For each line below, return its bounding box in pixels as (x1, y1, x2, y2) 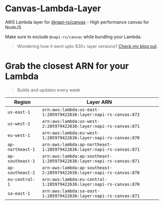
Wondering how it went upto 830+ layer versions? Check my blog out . (17, 43, 158, 49)
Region (14, 98, 31, 105)
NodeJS (5, 24, 21, 30)
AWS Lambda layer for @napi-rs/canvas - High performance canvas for (5, 19, 149, 25)
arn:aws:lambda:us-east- (42, 107, 100, 113)
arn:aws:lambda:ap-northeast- (42, 141, 112, 147)
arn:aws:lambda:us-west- (42, 118, 100, 124)
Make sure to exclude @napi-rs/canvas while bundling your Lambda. (5, 34, 142, 40)
